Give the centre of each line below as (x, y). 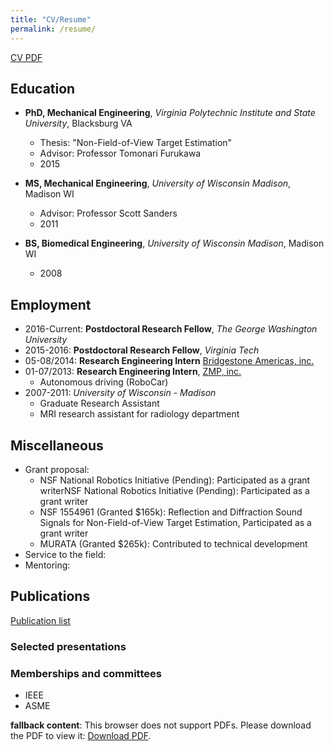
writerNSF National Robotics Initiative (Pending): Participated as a (174, 490)
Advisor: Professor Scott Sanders (108, 213)
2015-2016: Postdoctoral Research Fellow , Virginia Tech (142, 350)
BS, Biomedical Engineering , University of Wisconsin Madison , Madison (174, 243)
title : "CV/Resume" (51, 19)
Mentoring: (47, 565)
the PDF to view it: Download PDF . (81, 735)
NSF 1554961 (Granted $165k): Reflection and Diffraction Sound (171, 512)
